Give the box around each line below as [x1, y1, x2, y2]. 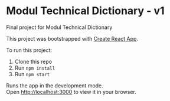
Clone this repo [14, 58, 52, 65]
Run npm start [14, 70, 50, 77]
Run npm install [14, 64, 55, 71]
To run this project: [6, 46, 52, 54]
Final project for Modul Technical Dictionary [6, 24, 113, 31]
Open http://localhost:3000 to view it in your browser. [6, 88, 137, 95]
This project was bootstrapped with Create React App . [6, 35, 139, 42]
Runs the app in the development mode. [6, 82, 103, 89]
